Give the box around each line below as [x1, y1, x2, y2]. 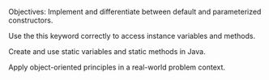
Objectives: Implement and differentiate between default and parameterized [8, 7, 262, 16]
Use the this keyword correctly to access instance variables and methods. [8, 32, 256, 40]
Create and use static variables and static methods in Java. [8, 47, 206, 56]
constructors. [8, 15, 53, 25]
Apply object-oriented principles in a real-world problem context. [8, 62, 225, 72]
